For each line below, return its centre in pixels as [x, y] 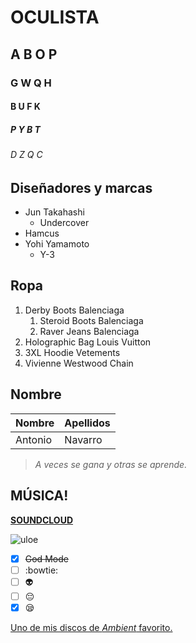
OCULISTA [55, 17]
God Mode [46, 558]
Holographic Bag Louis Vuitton [88, 342]
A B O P [34, 54]
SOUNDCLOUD [42, 520]
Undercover [64, 223]
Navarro [83, 439]
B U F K [25, 107]
